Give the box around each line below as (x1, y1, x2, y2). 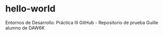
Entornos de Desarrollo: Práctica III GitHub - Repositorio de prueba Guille (5, 19, 158, 25)
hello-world (5, 3, 56, 14)
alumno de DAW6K (5, 24, 45, 30)
